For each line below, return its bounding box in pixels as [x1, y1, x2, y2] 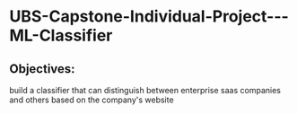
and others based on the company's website [9, 94, 174, 105]
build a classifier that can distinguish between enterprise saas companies [9, 85, 281, 95]
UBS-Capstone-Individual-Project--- [9, 6, 289, 27]
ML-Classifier [9, 25, 113, 46]
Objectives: [9, 61, 75, 76]
